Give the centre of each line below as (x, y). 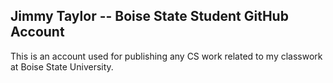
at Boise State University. (62, 66)
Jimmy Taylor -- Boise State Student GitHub (149, 16)
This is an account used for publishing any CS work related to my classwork (166, 56)
